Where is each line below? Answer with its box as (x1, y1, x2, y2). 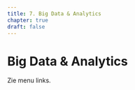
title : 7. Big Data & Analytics (7, 10, 101, 17)
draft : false (7, 23, 45, 30)
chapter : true (7, 17, 49, 24)
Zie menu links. (7, 76, 51, 84)
